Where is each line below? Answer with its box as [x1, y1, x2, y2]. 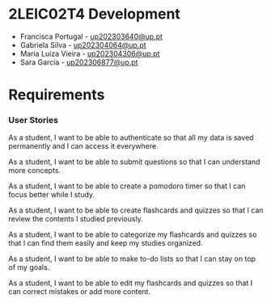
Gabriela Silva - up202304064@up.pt [19, 40, 147, 49]
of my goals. [8, 263, 50, 272]
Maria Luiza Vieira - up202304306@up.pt [19, 48, 160, 58]
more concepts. [8, 166, 61, 175]
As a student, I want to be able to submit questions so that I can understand [8, 157, 260, 166]
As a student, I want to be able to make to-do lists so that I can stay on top [8, 254, 256, 263]
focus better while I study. [8, 190, 95, 200]
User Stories [8, 115, 59, 126]
